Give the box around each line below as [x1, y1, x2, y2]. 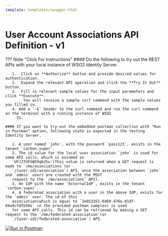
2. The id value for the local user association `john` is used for [12, 150, 158, 156]
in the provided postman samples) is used [37, 203, 127, 208]
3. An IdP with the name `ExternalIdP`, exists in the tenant [12, 181, 145, 186]
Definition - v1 [5, 40, 65, 51]
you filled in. [5, 102, 37, 107]
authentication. [5, 76, 39, 81]
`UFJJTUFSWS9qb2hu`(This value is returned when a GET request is [12, 159, 154, 164]
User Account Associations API [5, 29, 139, 40]
